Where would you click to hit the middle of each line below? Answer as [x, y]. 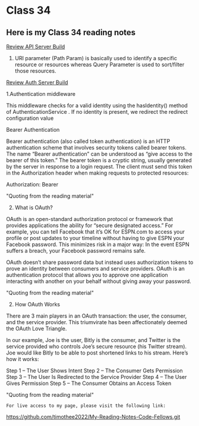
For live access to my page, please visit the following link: [86, 406]
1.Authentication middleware [41, 94]
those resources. [35, 71]
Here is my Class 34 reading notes [71, 32]
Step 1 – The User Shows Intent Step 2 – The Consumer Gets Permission [94, 371]
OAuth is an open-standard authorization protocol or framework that [90, 219]
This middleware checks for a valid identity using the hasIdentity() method [97, 105]
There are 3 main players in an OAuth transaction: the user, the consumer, [97, 316]
